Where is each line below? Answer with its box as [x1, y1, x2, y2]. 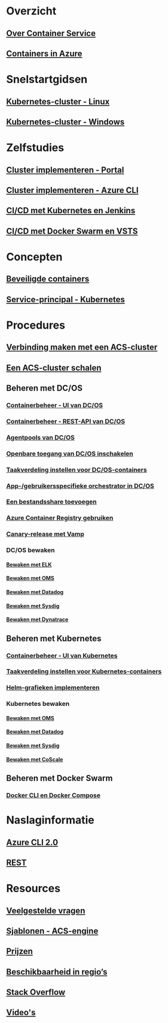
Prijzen [6, 946, 33, 956]
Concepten [6, 250, 63, 264]
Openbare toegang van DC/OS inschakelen [6, 449, 133, 458]
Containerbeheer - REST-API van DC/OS [6, 417, 126, 425]
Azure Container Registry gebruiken [6, 514, 114, 522]
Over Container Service [6, 28, 96, 38]
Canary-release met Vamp [6, 530, 85, 538]
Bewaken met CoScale [6, 756, 63, 763]
